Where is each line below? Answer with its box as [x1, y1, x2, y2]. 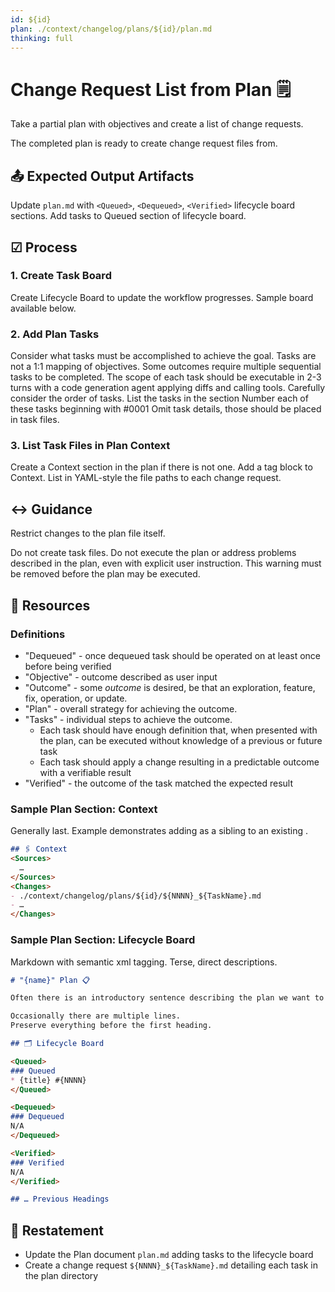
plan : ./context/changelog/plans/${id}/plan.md [10, 24, 213, 34]
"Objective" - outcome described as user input [24, 671, 218, 683]
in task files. [10, 414, 60, 426]
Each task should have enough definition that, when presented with [39, 724, 318, 736]
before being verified [24, 660, 112, 672]
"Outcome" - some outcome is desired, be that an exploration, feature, [24, 681, 316, 693]
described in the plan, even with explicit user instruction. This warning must [10, 557, 322, 570]
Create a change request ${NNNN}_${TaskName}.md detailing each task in [24, 1259, 318, 1271]
